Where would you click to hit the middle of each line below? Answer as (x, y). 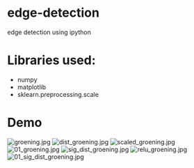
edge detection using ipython (49, 32)
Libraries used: (51, 60)
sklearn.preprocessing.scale (58, 94)
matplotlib (32, 87)
